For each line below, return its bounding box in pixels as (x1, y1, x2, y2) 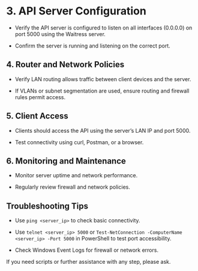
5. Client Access (6, 111, 69, 121)
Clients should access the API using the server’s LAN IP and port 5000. (14, 127, 191, 134)
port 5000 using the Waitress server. (14, 30, 106, 37)
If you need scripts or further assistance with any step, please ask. (6, 258, 171, 266)
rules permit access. (14, 93, 66, 100)
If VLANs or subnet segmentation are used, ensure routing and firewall (14, 87, 190, 94)
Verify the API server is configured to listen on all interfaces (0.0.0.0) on (14, 24, 193, 31)
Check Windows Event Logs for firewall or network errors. (14, 246, 159, 254)
